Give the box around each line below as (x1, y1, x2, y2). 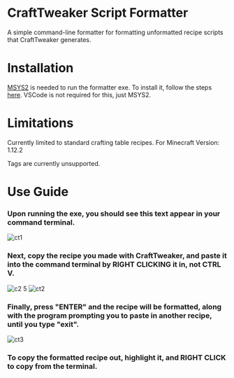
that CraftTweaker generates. (7, 35, 92, 43)
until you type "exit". (7, 319, 79, 329)
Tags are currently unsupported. (7, 159, 101, 167)
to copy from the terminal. (7, 361, 98, 371)
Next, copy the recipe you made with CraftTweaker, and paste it (7, 251, 227, 260)
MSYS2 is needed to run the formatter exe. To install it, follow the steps (7, 83, 212, 92)
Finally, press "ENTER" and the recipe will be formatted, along (7, 302, 222, 311)
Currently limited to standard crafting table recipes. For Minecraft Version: (7, 138, 220, 146)
